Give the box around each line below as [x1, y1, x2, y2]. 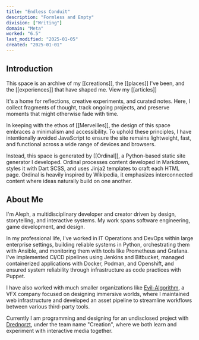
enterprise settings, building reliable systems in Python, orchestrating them [6, 241, 190, 248]
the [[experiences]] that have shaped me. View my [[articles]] [6, 86, 157, 93]
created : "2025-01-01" [6, 42, 62, 48]
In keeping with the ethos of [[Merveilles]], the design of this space [6, 121, 170, 128]
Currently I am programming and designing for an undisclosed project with [6, 314, 189, 322]
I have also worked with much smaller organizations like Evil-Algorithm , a [6, 284, 185, 291]
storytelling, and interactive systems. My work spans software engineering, [6, 216, 191, 223]
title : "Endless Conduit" [6, 8, 70, 15]
